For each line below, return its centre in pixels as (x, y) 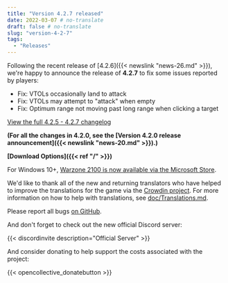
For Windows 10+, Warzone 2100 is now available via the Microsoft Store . (112, 170)
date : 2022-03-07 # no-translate (55, 20)
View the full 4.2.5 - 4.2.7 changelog (59, 122)
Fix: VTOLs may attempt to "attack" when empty (86, 101)
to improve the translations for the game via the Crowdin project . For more (113, 190)
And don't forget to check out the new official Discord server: (95, 225)
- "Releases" (32, 46)
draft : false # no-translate (49, 26)
